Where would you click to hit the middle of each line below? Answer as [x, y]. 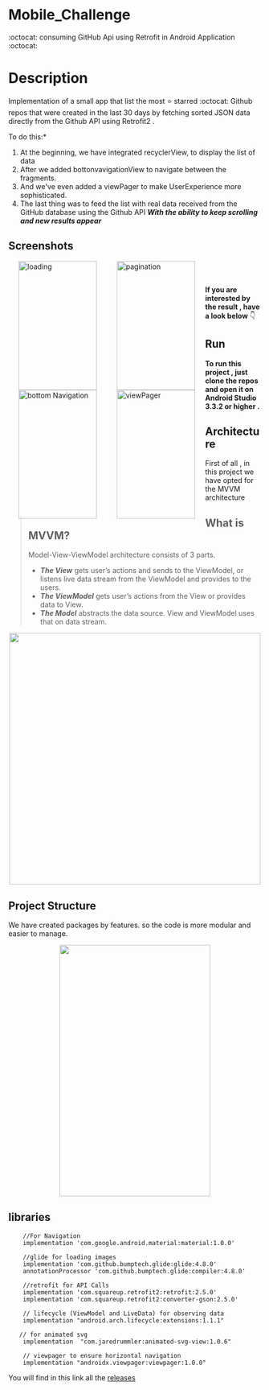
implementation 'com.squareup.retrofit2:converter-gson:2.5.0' [131, 1299]
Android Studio [231, 398]
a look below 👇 [230, 316]
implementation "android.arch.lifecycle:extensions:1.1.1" [124, 1320]
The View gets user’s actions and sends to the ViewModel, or [142, 571]
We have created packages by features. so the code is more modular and [130, 925]
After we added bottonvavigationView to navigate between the [123, 169]
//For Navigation [52, 1236]
